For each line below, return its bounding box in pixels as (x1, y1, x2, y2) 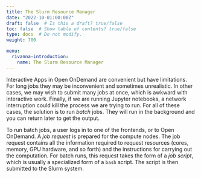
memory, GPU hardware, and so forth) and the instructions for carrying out (6, 145, 193, 153)
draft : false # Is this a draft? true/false (6, 20, 123, 26)
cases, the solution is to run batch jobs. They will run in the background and (6, 108, 195, 115)
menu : (6, 48, 20, 54)
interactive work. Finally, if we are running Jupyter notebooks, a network (6, 95, 187, 102)
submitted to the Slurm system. (6, 165, 85, 172)
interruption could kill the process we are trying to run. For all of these (6, 101, 180, 109)
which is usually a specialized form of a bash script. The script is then (6, 158, 179, 165)
